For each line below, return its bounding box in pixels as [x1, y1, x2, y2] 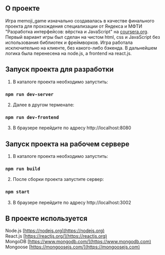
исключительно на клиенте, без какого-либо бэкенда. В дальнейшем [5, 44, 157, 51]
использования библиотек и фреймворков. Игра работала [5, 39, 133, 45]
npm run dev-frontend [5, 114, 59, 120]
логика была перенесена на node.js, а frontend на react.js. [5, 50, 132, 56]
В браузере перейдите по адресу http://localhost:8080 [12, 125, 131, 131]
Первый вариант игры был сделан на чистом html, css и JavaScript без [5, 34, 160, 40]
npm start [5, 189, 30, 195]
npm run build [5, 166, 40, 172]
